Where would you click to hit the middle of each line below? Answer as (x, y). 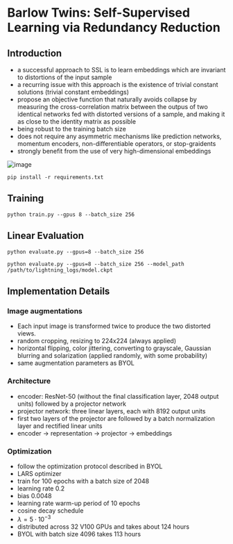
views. (26, 333)
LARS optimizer (39, 473)
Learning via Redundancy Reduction (114, 27)
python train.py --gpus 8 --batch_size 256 (71, 214)
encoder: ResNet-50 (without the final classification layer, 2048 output (118, 396)
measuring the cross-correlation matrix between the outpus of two (112, 107)
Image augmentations (45, 311)
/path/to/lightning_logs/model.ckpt (60, 270)
